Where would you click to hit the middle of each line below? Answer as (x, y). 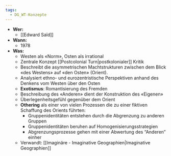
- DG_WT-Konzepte (28, 15)
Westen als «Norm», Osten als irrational (62, 56)
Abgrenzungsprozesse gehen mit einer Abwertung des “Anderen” (97, 132)
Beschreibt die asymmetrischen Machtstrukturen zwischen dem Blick (93, 67)
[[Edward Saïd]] (37, 35)
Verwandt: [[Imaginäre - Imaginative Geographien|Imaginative (85, 142)
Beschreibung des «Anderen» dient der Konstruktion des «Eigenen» (92, 94)
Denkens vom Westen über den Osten (60, 83)
